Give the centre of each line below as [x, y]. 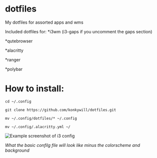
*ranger [13, 59]
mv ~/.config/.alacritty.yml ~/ [38, 127]
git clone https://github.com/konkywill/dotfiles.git [61, 110]
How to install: [35, 89]
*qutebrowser [19, 41]
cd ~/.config [18, 101]
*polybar [14, 69]
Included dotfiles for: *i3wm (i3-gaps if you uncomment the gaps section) [79, 31]
